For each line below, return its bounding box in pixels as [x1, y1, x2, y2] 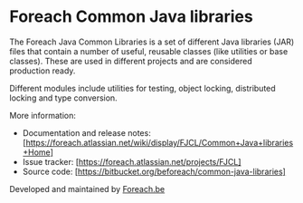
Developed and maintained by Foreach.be [9, 183, 166, 194]
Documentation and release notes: [22, 127, 151, 138]
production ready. [9, 65, 76, 76]
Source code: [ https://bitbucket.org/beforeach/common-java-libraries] [22, 166, 287, 177]
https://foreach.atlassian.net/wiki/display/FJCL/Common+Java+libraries [25, 137, 294, 148]
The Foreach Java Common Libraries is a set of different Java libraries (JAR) [9, 36, 295, 47]
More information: [9, 110, 77, 121]
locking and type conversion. [9, 92, 118, 103]
